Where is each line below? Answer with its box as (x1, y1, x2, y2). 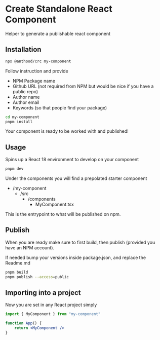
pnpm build (5, 270, 28, 275)
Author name (12, 94, 40, 100)
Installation (5, 45, 42, 54)
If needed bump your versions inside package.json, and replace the (5, 254, 146, 260)
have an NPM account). (5, 244, 55, 251)
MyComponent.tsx (35, 201, 74, 208)
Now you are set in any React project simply (5, 302, 97, 308)
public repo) (12, 88, 38, 94)
